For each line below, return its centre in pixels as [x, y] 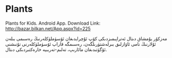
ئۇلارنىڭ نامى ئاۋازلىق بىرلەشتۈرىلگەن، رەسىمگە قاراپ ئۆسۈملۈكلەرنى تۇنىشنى [81, 44]
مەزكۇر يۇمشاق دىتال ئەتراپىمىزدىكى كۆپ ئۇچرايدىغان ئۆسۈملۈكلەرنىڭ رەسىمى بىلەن [86, 38]
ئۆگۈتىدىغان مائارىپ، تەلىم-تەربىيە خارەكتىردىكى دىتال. [56, 49]
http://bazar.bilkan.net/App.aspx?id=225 [48, 28]
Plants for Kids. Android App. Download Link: [53, 23]
